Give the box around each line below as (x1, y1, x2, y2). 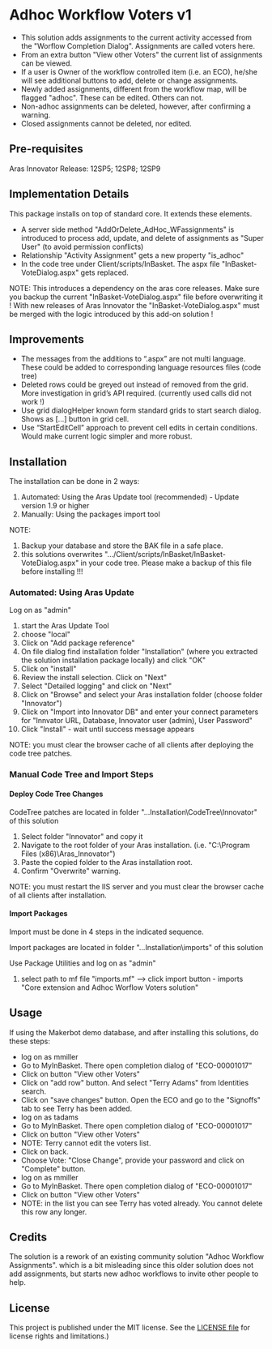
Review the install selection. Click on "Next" (20, 673, 168, 683)
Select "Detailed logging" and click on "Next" (20, 681, 172, 691)
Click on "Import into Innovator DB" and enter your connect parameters (20, 707, 259, 717)
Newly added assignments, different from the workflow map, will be (20, 84, 248, 94)
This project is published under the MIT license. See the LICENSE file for (9, 1323, 250, 1333)
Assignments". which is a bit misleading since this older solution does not (9, 1261, 254, 1270)
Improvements (9, 332, 84, 346)
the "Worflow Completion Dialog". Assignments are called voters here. (20, 41, 256, 50)
